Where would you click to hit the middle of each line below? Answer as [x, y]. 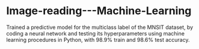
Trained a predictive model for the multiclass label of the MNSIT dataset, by [100, 27]
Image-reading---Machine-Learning [99, 11]
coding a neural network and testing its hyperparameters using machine [96, 33]
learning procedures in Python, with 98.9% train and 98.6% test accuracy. [98, 40]
